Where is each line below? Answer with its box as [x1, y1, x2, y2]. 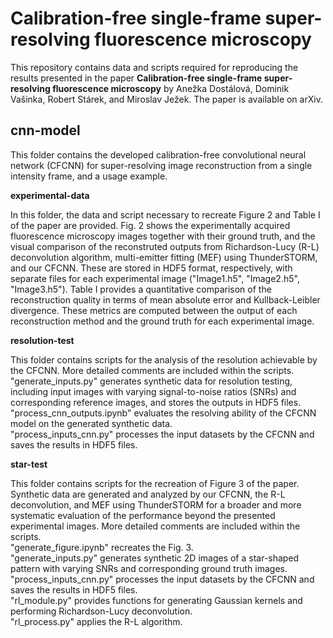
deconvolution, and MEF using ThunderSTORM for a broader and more [10, 498, 302, 511]
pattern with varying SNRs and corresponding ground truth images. [10, 562, 288, 574]
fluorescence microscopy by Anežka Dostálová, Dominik [52, 82, 290, 94]
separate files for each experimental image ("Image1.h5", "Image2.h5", [10, 272, 300, 284]
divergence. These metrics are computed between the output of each [10, 304, 298, 316]
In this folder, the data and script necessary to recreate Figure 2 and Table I [10, 208, 321, 221]
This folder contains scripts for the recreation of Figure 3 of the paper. [10, 477, 300, 489]
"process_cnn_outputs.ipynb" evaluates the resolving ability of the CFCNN [10, 407, 317, 419]
